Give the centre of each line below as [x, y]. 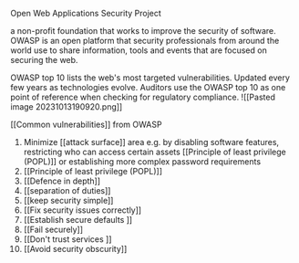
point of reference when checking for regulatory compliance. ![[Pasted [143, 97]
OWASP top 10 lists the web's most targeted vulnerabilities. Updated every [150, 78]
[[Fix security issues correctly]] [82, 210]
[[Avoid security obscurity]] [75, 249]
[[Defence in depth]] [62, 181]
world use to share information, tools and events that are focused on [139, 50]
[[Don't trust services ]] [67, 239]
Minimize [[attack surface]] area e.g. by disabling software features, [151, 142]
